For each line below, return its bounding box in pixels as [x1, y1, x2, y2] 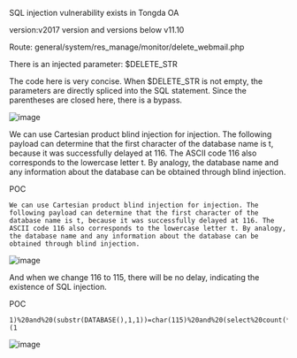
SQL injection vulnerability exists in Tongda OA [9, 8, 179, 18]
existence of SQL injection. [9, 282, 108, 292]
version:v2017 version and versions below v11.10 [9, 25, 185, 34]
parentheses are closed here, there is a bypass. [9, 95, 183, 105]
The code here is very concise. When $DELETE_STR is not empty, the [9, 76, 263, 87]
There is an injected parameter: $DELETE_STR [9, 59, 179, 69]
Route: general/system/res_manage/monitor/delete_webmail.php [9, 42, 245, 52]
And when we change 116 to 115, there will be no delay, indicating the [9, 272, 260, 282]
